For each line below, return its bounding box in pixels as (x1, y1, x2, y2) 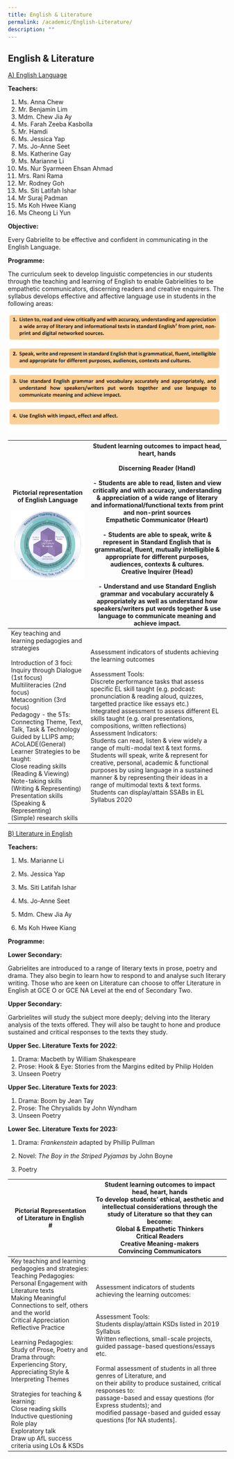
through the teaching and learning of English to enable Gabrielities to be (8, 277, 214, 286)
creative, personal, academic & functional (90, 758, 209, 767)
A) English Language (8, 71, 67, 79)
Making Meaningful (10, 1294, 67, 1303)
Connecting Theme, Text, (10, 718, 83, 726)
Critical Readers (135, 1232, 184, 1241)
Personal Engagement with (10, 1279, 87, 1287)
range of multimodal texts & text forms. (90, 781, 202, 789)
